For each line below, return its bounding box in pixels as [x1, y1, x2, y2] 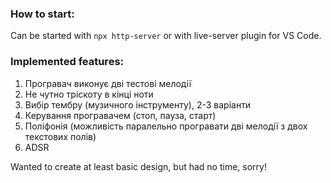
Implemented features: [10, 55, 125, 69]
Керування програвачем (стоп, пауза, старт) [24, 109, 217, 121]
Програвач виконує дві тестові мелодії [24, 77, 192, 89]
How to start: [10, 7, 75, 21]
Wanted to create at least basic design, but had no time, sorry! [10, 160, 267, 172]
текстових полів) [24, 130, 97, 142]
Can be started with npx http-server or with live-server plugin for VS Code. [10, 30, 322, 42]
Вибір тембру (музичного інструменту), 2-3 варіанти [24, 98, 252, 111]
